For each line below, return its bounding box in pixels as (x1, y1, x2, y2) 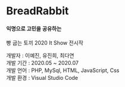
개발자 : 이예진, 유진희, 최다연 (6, 52, 74, 59)
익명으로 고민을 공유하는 (6, 25, 62, 32)
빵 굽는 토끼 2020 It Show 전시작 (6, 39, 83, 46)
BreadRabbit (6, 4, 69, 18)
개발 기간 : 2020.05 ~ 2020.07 (6, 60, 79, 67)
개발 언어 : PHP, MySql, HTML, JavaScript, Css (6, 67, 120, 74)
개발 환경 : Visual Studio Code (6, 74, 79, 82)
